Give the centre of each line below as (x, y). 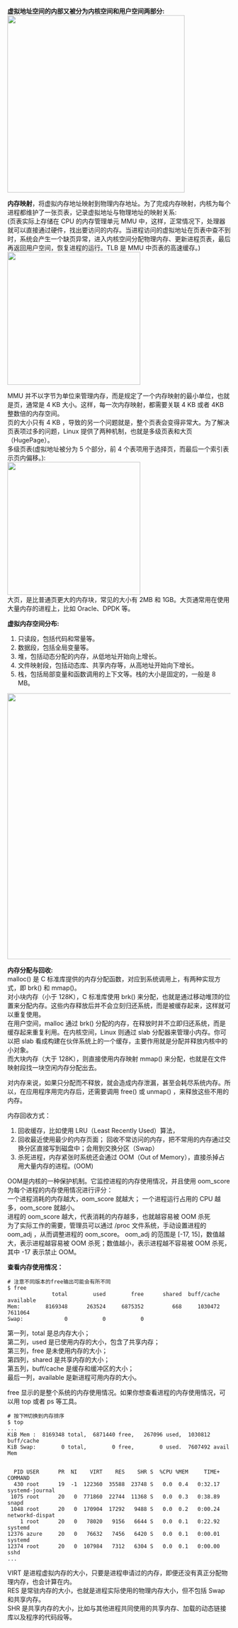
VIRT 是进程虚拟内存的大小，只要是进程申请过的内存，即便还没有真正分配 (114, 1573)
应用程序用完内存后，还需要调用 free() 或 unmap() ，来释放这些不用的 (127, 1092)
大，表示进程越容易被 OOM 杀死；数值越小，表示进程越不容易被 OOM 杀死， (119, 1243)
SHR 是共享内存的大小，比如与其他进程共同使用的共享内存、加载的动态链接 (117, 1608)
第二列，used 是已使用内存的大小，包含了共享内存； (84, 1342)
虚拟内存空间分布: (33, 624)
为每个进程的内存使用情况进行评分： (60, 1190)
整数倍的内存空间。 (35, 413)
